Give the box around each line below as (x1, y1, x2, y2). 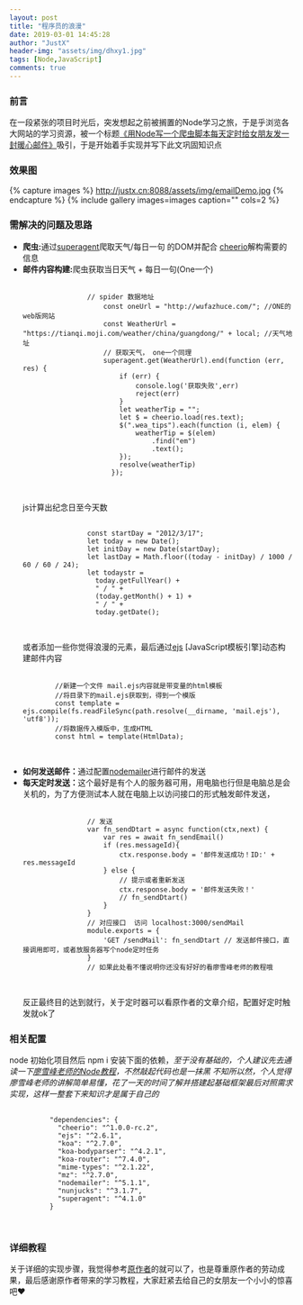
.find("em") (151, 436, 196, 446)
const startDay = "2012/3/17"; (86, 529, 204, 538)
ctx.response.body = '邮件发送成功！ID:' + (119, 850, 276, 859)
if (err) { (119, 371, 160, 381)
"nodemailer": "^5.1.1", (57, 1179, 151, 1188)
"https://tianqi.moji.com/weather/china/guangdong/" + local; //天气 (22, 329, 286, 338)
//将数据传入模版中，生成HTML (55, 724, 153, 733)
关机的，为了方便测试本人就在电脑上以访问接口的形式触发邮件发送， (22, 788, 275, 799)
